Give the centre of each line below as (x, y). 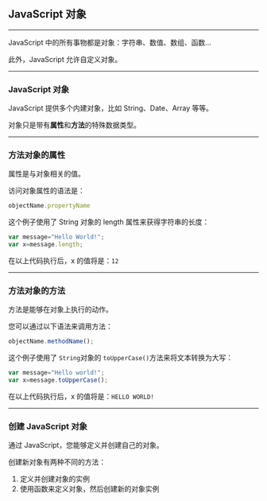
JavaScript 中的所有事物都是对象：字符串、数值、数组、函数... (110, 42)
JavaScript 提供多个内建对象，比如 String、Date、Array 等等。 (110, 108)
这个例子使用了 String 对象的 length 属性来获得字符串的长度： (109, 222)
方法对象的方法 (37, 290)
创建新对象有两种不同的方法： (57, 462)
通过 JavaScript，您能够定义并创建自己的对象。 (86, 445)
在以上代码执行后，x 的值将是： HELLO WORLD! (81, 396)
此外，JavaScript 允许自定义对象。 (65, 59)
